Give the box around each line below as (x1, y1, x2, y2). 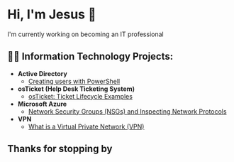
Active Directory (17, 69, 67, 77)
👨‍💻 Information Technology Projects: (7, 50, 174, 63)
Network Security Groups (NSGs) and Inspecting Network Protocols (28, 107, 227, 116)
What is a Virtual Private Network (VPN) (28, 122, 145, 131)
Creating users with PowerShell (28, 77, 121, 85)
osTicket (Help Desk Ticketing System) (17, 85, 135, 93)
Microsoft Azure (17, 99, 67, 108)
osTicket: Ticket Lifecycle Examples (28, 92, 133, 100)
